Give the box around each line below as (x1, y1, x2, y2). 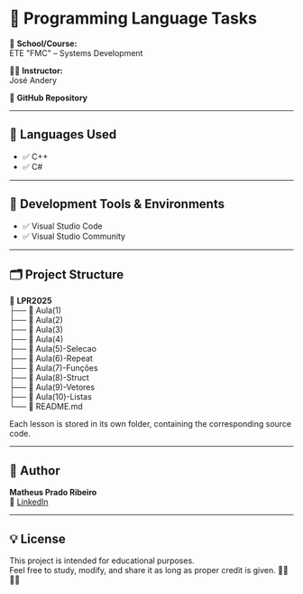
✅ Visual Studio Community (22, 231, 126, 241)
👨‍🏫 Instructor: (9, 65, 63, 76)
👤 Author (9, 463, 60, 478)
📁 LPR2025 (9, 296, 52, 306)
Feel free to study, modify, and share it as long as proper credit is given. (9, 565, 277, 575)
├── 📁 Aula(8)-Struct (9, 372, 90, 383)
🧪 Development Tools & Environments (9, 196, 225, 212)
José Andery (9, 74, 57, 85)
